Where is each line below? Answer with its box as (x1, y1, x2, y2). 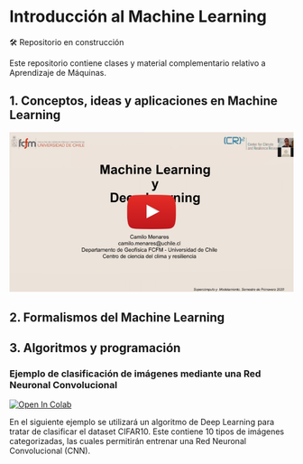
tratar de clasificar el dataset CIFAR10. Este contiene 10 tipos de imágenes (9, 426, 285, 437)
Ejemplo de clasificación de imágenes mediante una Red (9, 367, 262, 380)
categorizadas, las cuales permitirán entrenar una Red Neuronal (9, 436, 246, 447)
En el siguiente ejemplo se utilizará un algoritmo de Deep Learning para (9, 417, 275, 428)
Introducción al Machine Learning (9, 6, 268, 27)
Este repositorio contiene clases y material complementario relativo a (9, 57, 266, 69)
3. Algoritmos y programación (9, 340, 181, 356)
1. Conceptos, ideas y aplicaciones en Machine (9, 93, 278, 109)
